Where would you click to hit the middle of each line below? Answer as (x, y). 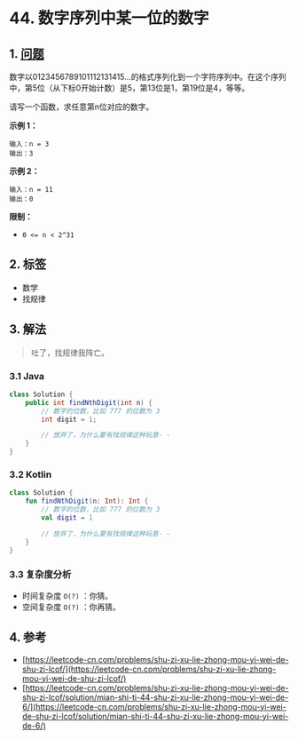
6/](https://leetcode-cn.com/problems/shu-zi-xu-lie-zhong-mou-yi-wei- (154, 706)
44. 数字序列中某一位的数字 (110, 18)
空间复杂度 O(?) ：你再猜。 (71, 607)
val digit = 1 (67, 517)
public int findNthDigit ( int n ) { (89, 402)
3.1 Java (27, 376)
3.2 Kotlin (31, 474)
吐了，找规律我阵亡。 (70, 353)
